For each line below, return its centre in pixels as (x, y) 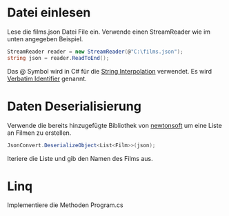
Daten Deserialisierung (74, 106)
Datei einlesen (49, 13)
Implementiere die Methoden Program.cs (65, 205)
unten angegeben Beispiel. (45, 39)
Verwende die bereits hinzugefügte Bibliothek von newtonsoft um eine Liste (114, 125)
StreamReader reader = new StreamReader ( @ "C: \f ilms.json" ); (96, 52)
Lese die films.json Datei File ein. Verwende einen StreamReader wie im (109, 32)
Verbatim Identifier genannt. (47, 78)
